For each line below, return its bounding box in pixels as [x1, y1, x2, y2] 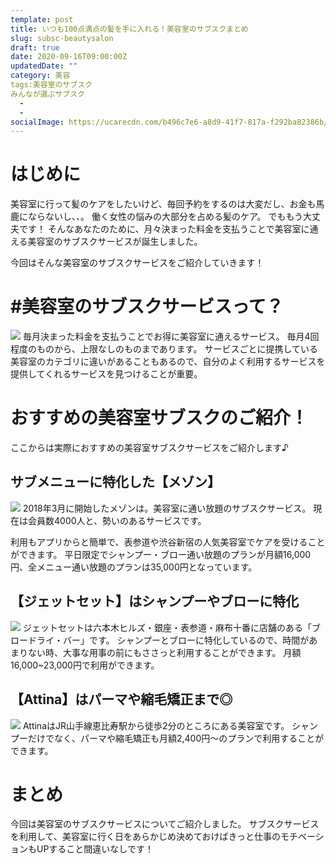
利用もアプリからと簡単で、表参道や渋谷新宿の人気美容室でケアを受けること [10, 536, 326, 548]
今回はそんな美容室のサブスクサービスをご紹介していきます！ [10, 257, 265, 269]
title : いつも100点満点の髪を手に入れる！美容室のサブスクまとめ [10, 24, 249, 34]
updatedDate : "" [10, 61, 78, 71]
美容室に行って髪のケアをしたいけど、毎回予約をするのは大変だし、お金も [10, 198, 317, 210]
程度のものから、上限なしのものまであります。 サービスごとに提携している [10, 343, 318, 355]
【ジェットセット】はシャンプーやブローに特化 [10, 593, 300, 610]
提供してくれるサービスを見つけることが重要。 [10, 368, 203, 380]
